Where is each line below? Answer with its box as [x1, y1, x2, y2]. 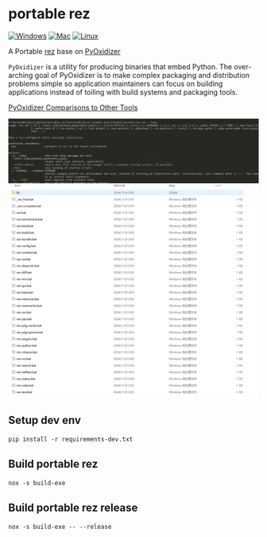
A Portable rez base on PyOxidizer [8, 46, 121, 56]
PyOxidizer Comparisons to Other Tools [8, 103, 138, 112]
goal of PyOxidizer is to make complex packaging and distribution [34, 70, 250, 80]
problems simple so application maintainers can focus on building [8, 79, 223, 88]
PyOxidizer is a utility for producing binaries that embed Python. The [8, 61, 233, 72]
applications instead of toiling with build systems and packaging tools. [8, 87, 238, 96]
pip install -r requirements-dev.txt [8, 435, 133, 444]
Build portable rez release [8, 500, 138, 514]
